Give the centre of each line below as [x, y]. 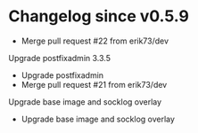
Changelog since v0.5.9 [99, 16]
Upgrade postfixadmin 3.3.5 [59, 58]
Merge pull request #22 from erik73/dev [95, 41]
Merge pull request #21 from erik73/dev [94, 84]
